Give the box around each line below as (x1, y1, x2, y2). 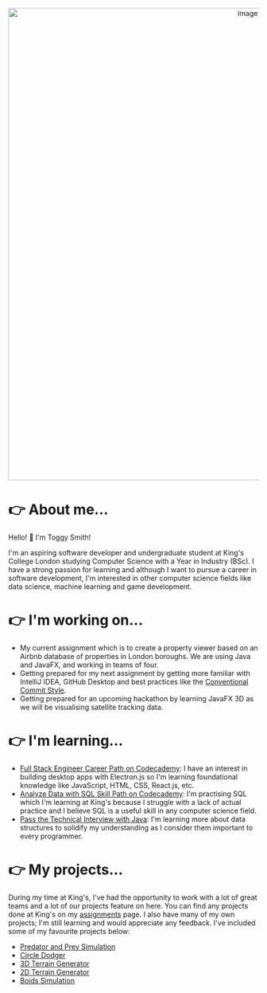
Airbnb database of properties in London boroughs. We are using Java (19, 651, 251, 661)
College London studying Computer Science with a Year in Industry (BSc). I (8, 556, 254, 566)
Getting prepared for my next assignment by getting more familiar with (19, 668, 250, 677)
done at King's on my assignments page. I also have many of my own (8, 909, 235, 919)
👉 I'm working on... (8, 611, 143, 630)
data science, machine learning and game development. (8, 582, 192, 591)
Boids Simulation (19, 975, 75, 985)
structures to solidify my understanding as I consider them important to (19, 822, 253, 832)
